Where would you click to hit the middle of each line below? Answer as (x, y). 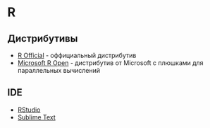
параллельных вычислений (59, 70)
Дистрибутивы (43, 39)
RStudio (29, 110)
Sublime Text (37, 117)
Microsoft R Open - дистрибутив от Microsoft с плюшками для (110, 63)
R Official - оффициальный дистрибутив (77, 55)
